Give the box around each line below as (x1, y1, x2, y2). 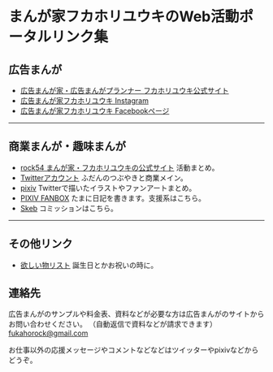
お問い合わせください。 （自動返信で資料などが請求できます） (8, 319, 217, 329)
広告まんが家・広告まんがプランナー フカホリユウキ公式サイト (19, 86, 229, 95)
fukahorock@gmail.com (8, 328, 89, 338)
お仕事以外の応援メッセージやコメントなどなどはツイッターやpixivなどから (8, 345, 259, 355)
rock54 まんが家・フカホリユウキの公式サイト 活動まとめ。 (19, 162, 219, 172)
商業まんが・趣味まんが (8, 140, 126, 154)
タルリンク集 (23, 28, 109, 46)
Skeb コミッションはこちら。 (19, 203, 118, 213)
